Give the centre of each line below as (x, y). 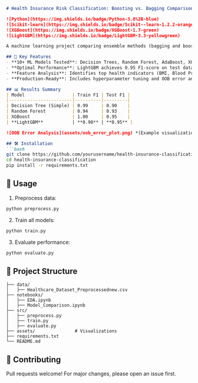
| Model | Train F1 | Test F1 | (68, 95)
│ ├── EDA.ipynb (29, 301)
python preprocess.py (33, 209)
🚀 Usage (22, 184)
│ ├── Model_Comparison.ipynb (46, 306)
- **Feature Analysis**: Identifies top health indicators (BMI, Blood (96, 73)
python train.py (26, 231)
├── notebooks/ (25, 295)
